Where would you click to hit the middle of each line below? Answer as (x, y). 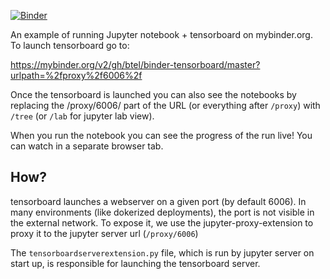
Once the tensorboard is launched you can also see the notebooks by (153, 94)
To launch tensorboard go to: (70, 45)
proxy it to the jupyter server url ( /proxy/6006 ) (104, 233)
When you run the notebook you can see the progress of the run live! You (161, 135)
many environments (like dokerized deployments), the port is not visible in (162, 212)
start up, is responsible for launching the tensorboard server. (135, 263)
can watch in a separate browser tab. (87, 146)
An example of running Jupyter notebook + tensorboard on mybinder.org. (161, 34)
